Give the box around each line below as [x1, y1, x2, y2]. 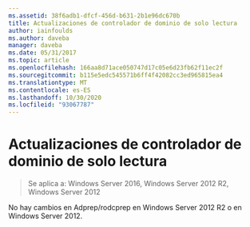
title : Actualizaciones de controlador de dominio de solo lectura [8, 19, 238, 27]
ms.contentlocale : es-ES [8, 86, 91, 94]
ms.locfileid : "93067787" [8, 101, 94, 109]
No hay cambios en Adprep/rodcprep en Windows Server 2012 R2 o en [8, 203, 242, 213]
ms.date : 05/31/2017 [8, 49, 77, 57]
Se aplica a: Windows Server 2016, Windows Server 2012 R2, [27, 179, 229, 189]
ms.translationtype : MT [8, 78, 88, 86]
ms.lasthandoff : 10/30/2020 [8, 94, 102, 102]
